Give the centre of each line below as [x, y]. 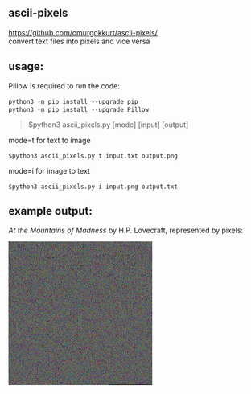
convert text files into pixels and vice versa [79, 41]
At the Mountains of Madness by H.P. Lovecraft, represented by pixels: [126, 230]
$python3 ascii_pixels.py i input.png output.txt [93, 187]
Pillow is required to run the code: [64, 86]
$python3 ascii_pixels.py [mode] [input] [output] [108, 125]
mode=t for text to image [49, 140]
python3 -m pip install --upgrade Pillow [79, 109]
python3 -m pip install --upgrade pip [73, 101]
